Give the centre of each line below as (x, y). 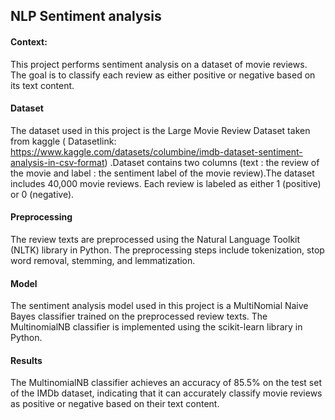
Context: (29, 41)
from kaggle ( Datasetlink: (63, 141)
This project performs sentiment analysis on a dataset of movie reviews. (159, 64)
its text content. (42, 85)
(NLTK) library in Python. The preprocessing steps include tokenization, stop (167, 250)
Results (26, 360)
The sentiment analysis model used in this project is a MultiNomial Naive (159, 306)
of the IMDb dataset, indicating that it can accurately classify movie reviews (166, 393)
